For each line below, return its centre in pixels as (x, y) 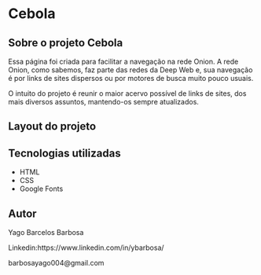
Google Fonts (41, 189)
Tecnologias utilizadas (64, 153)
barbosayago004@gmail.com (56, 263)
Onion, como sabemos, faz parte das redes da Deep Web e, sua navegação (130, 70)
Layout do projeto (52, 126)
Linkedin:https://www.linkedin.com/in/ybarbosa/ (86, 247)
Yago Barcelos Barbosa (46, 233)
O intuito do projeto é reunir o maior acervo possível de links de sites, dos (127, 93)
